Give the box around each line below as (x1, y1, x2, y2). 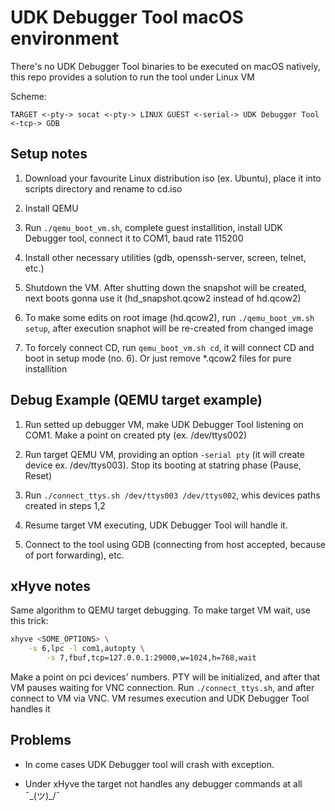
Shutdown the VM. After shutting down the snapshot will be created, (24, 281, 307, 293)
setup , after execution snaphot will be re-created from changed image (24, 322, 314, 334)
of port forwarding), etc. (24, 549, 125, 561)
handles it (10, 703, 51, 715)
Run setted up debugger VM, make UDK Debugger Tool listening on (24, 418, 304, 430)
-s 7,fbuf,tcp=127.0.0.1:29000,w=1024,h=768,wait (46, 653, 257, 663)
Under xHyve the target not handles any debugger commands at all (24, 777, 303, 790)
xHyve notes (10, 577, 92, 595)
